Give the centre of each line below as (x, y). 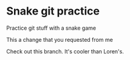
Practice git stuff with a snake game (51, 28)
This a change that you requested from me (60, 39)
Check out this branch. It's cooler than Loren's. (65, 51)
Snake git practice (53, 11)
